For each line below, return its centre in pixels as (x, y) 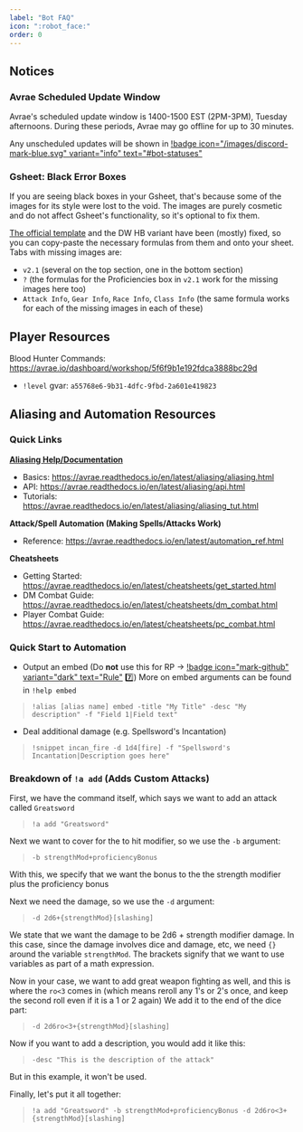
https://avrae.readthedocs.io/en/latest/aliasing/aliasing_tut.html (141, 505)
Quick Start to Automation (68, 647)
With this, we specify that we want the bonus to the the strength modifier (145, 874)
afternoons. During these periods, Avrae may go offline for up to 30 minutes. (152, 127)
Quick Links (36, 439)
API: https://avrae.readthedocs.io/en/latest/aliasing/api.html (134, 486)
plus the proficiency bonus (59, 884)
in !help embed (49, 690)
